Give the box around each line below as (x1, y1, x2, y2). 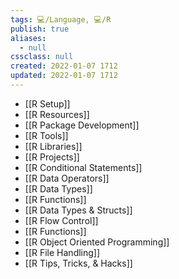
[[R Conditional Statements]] (24, 161, 143, 173)
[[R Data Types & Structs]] (24, 204, 133, 216)
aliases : (10, 33, 47, 43)
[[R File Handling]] (24, 246, 101, 258)
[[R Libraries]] (24, 140, 83, 152)
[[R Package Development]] (24, 119, 140, 131)
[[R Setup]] (24, 97, 71, 110)
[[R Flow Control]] (24, 214, 99, 226)
